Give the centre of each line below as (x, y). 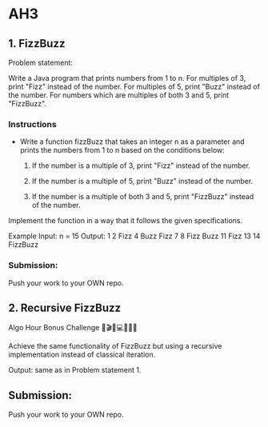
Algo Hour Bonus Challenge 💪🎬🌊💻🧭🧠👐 (73, 328)
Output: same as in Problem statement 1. (75, 370)
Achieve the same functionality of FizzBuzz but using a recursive (115, 346)
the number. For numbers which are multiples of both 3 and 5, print (119, 95)
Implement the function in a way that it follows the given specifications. (126, 221)
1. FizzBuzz (37, 44)
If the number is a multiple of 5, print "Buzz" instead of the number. (142, 182)
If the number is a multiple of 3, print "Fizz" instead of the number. (141, 166)
